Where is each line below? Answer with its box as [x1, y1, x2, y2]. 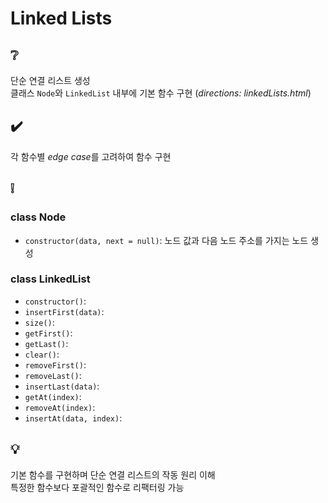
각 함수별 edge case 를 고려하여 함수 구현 [10, 150, 172, 162]
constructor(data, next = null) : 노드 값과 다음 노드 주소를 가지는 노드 [24, 234, 309, 246]
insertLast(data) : [24, 380, 100, 392]
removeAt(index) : [24, 401, 96, 413]
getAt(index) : [24, 390, 82, 402]
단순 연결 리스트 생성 [10, 75, 91, 86]
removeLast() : [24, 369, 82, 381]
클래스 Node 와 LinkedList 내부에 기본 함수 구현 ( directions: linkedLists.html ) [10, 87, 312, 99]
